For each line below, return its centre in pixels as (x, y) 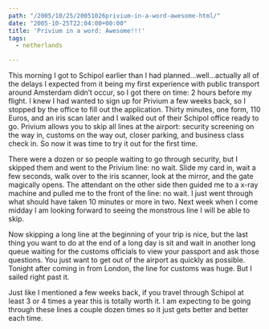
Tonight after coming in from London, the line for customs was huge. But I (130, 269)
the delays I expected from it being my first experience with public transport (134, 84)
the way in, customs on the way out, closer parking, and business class (126, 135)
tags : (17, 38)
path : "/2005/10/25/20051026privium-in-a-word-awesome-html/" (114, 16)
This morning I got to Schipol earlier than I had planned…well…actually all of (134, 75)
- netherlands (39, 46)
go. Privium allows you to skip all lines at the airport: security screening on (131, 127)
